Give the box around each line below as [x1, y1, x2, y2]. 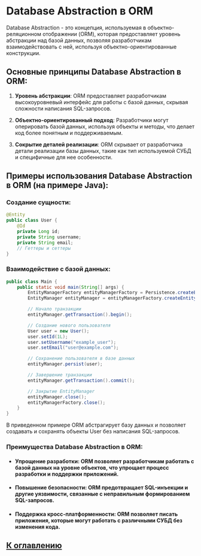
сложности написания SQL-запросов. [14, 105, 112, 112]
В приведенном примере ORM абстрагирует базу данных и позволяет [6, 421, 187, 429]
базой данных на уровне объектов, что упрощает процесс [14, 464, 169, 471]
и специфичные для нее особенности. [14, 153, 112, 161]
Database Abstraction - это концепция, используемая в [6, 24, 147, 31]
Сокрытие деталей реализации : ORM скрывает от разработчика [14, 141, 183, 148]
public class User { [6, 217, 58, 223]
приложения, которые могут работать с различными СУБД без [14, 516, 182, 524]
